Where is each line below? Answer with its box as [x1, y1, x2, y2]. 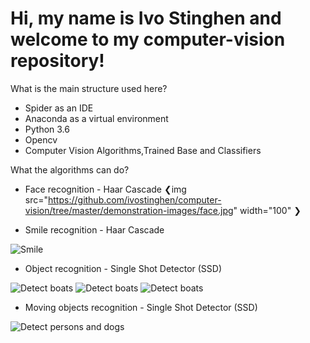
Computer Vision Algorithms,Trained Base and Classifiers [24, 144, 262, 156]
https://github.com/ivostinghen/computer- [48, 193, 222, 206]
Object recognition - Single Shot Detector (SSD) [24, 262, 223, 274]
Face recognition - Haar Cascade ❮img [24, 183, 187, 195]
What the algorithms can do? [10, 163, 130, 176]
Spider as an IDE [24, 102, 94, 114]
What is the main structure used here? [10, 82, 168, 94]
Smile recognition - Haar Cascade [24, 223, 165, 236]
